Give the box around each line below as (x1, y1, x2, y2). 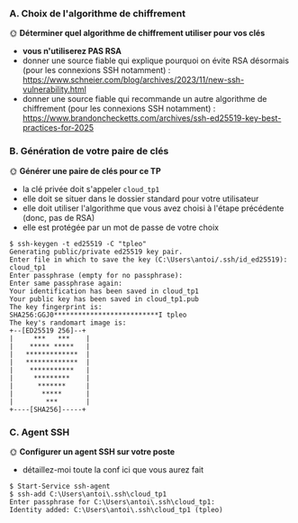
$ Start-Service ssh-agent (9, 482, 111, 491)
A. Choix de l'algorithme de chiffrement (9, 7, 186, 20)
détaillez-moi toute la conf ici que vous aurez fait (22, 463, 204, 475)
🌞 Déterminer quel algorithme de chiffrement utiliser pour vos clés (9, 28, 266, 39)
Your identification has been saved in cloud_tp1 (9, 287, 200, 296)
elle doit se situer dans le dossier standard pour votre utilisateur (22, 193, 259, 204)
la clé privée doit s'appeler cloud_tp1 (22, 183, 160, 194)
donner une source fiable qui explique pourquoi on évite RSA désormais (22, 55, 290, 66)
